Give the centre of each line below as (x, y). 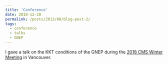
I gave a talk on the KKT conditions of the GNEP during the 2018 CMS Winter (84, 52)
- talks (18, 33)
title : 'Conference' (27, 10)
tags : (11, 24)
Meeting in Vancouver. (28, 57)
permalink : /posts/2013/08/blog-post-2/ (48, 19)
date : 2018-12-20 (23, 14)
